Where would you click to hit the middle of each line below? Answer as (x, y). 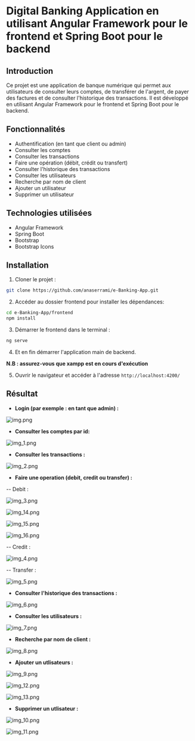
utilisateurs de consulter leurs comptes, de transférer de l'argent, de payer (97, 92)
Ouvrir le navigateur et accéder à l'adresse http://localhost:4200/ (97, 375)
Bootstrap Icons (34, 246)
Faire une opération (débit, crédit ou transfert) (71, 163)
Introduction (30, 71)
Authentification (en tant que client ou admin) (70, 144)
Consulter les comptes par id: (52, 431)
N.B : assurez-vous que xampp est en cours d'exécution (77, 363)
